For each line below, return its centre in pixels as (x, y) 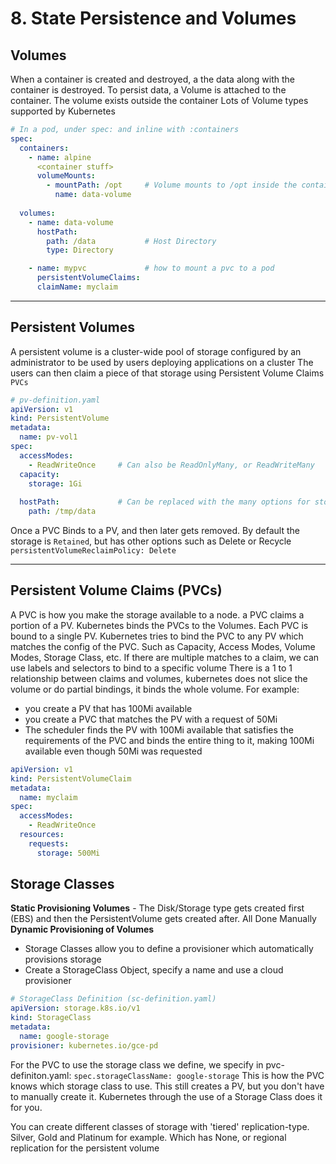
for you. (26, 1107)
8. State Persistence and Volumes (153, 18)
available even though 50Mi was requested (113, 751)
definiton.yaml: (41, 1075)
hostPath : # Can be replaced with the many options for (165, 502)
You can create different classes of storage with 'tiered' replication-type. (160, 1126)
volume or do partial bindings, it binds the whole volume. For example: (155, 689)
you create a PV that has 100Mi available (108, 708)
